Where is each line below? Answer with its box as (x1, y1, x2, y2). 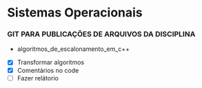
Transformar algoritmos (17, 58, 85, 67)
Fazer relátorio (17, 74, 59, 82)
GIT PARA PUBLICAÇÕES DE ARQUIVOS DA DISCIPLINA (7, 30, 196, 39)
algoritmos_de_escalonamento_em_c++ (17, 45, 130, 53)
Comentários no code (17, 66, 79, 74)
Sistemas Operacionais (7, 5, 143, 21)
